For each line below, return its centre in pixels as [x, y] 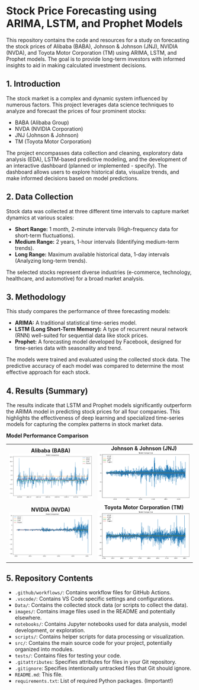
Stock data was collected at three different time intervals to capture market [98, 211]
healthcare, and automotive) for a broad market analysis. [75, 278]
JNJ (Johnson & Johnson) [46, 135]
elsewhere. [28, 618]
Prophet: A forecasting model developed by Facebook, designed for [98, 342]
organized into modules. [44, 650]
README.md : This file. [39, 675]
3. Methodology [36, 297]
